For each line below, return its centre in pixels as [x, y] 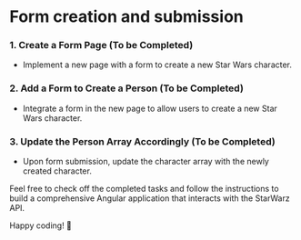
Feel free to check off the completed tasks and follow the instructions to [144, 189]
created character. [57, 171]
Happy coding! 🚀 [41, 225]
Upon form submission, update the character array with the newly [146, 162]
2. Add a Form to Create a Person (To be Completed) [126, 88]
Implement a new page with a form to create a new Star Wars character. [157, 65]
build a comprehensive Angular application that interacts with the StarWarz [150, 198]
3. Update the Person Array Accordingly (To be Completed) [142, 141]
